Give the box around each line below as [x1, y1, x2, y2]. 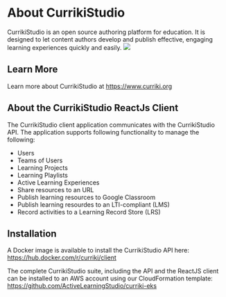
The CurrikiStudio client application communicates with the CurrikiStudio [7, 120, 215, 129]
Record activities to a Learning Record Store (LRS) [17, 207, 161, 216]
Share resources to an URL [17, 185, 95, 194]
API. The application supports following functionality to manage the [7, 128, 200, 136]
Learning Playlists [17, 171, 68, 179]
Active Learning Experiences [17, 178, 100, 187]
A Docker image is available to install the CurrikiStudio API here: [7, 246, 189, 255]
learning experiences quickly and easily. [7, 43, 122, 51]
